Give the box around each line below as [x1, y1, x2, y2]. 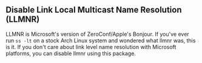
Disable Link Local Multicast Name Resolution [5, 5, 183, 15]
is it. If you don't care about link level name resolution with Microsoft [5, 43, 177, 50]
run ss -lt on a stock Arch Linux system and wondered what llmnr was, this [5, 36, 196, 44]
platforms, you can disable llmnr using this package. [5, 50, 136, 57]
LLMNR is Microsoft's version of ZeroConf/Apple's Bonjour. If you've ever [5, 30, 189, 38]
